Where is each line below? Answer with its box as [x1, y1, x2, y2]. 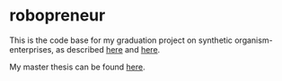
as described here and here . [55, 44, 161, 54]
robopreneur [9, 5, 106, 26]
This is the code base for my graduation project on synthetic [9, 35, 234, 45]
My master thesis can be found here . [9, 61, 145, 72]
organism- [234, 35, 273, 45]
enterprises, [9, 44, 54, 54]
